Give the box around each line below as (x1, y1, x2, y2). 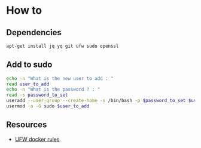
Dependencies (6, 27, 62, 38)
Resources (6, 120, 47, 130)
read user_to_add (6, 81, 50, 87)
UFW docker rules (14, 135, 60, 143)
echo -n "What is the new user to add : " (6, 75, 114, 81)
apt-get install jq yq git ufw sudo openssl (6, 43, 119, 49)
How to (6, 4, 42, 17)
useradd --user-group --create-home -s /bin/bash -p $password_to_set (6, 98, 186, 104)
